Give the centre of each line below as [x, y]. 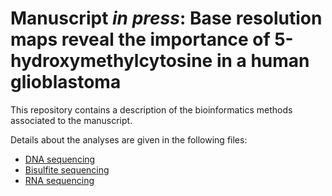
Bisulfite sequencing [67, 169]
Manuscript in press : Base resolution [166, 18]
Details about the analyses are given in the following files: [129, 139]
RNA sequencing [59, 180]
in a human [263, 61]
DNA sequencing [60, 159]
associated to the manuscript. [71, 120]
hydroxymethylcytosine [111, 61]
